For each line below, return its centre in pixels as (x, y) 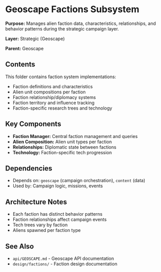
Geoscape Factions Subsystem (72, 9)
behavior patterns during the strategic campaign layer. (62, 28)
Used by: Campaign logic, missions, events (58, 186)
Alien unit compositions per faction (49, 92)
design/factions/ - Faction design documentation (65, 264)
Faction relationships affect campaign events (59, 220)
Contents (20, 64)
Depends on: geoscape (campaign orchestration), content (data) (79, 181)
